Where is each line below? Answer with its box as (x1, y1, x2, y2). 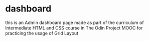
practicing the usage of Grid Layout (5, 30, 79, 36)
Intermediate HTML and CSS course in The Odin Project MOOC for (5, 24, 143, 30)
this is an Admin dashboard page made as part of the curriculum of (5, 19, 144, 25)
